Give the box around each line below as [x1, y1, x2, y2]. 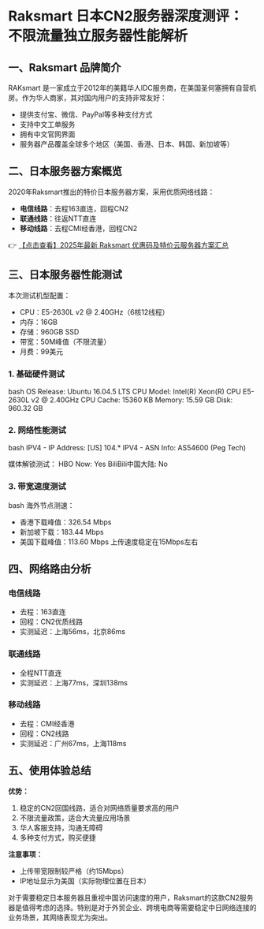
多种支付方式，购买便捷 [19, 833, 96, 842]
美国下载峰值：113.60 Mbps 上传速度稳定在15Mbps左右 [19, 537, 199, 547]
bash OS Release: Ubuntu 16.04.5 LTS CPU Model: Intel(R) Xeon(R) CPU [8, 386, 242, 396]
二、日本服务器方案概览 [8, 165, 122, 178]
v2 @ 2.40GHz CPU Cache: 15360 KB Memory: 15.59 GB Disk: [31, 395, 233, 405]
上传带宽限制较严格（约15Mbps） [19, 866, 128, 875]
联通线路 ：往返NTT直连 [19, 214, 97, 223]
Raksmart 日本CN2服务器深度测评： [8, 7, 244, 25]
